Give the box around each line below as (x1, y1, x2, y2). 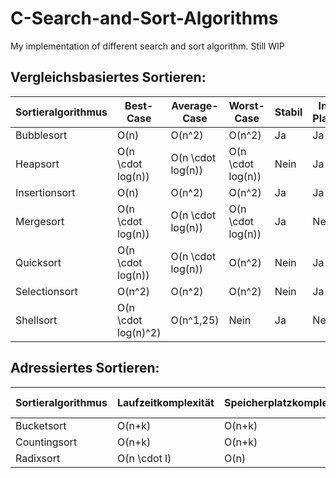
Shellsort (15, 313, 58, 327)
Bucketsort (15, 418, 67, 432)
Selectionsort (15, 284, 78, 298)
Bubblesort (15, 128, 68, 142)
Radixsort (15, 451, 61, 465)
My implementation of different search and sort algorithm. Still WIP (10, 40, 285, 52)
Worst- (228, 98, 265, 112)
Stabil (274, 105, 303, 119)
